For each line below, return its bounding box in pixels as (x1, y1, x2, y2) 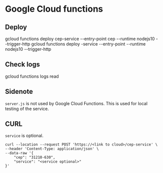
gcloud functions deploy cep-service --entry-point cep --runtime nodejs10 (5, 36, 155, 42)
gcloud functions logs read (5, 73, 59, 79)
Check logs (5, 60, 40, 69)
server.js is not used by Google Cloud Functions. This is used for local (5, 100, 147, 106)
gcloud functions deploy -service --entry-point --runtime (31, 41, 146, 47)
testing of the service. (5, 106, 49, 111)
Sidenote (5, 87, 33, 96)
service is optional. (5, 133, 44, 139)
